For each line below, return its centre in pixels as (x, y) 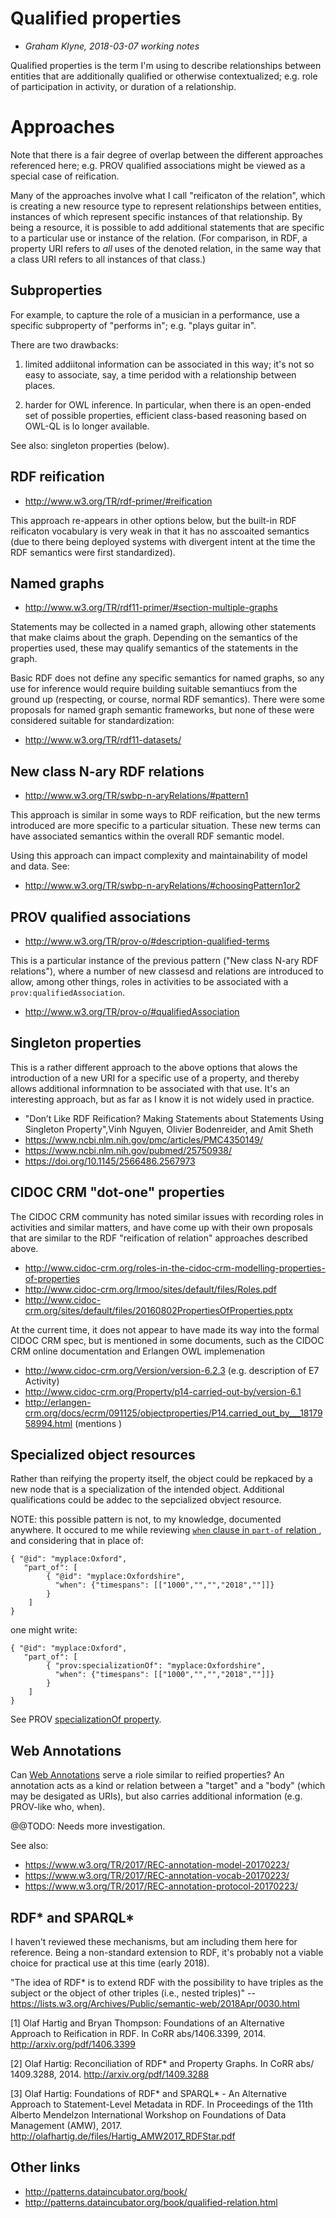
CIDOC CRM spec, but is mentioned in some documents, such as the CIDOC (167, 1340)
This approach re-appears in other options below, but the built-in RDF (153, 520)
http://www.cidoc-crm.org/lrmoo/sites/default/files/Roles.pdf (150, 1289)
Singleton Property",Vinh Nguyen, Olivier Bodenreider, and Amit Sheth (169, 1129)
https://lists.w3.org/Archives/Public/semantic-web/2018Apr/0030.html (155, 2003)
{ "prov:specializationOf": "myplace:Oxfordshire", (156, 1666)
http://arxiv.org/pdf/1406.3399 (73, 2044)
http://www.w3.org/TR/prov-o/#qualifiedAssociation (132, 1011)
